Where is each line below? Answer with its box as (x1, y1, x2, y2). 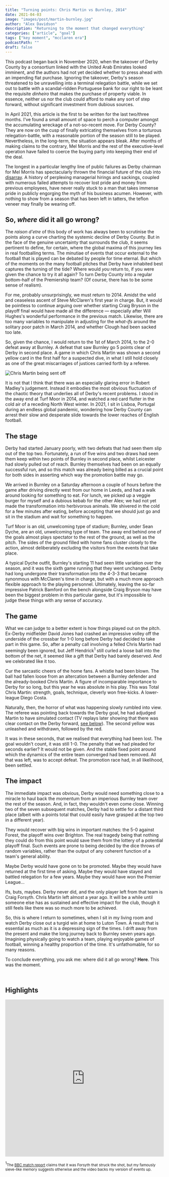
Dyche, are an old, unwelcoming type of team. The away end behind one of (5, 529, 162, 535)
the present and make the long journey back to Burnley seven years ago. (5, 931, 156, 937)
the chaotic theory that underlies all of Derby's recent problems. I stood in (5, 391, 158, 397)
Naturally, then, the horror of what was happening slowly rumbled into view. (5, 704, 162, 710)
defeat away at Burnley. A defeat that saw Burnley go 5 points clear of (5, 344, 150, 350)
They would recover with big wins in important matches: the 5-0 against (5, 827, 154, 833)
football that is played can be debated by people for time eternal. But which (5, 255, 161, 261)
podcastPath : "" (5, 40, 39, 45)
